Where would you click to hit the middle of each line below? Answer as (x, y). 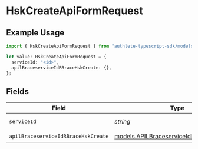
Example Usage (35, 33)
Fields (18, 92)
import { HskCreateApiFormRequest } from (58, 46)
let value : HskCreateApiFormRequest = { (57, 57)
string (123, 122)
